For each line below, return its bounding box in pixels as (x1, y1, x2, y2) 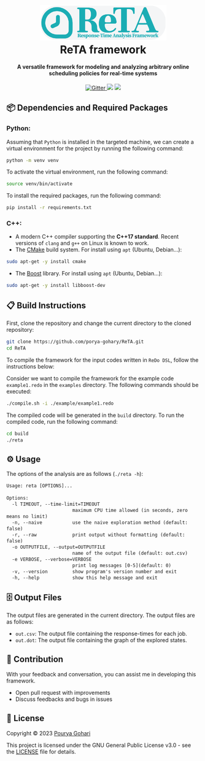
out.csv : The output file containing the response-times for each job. (15, 630, 187, 638)
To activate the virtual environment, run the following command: (6, 168, 168, 175)
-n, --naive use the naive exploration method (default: (12, 519, 188, 526)
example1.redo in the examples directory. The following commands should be (6, 381, 199, 388)
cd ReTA (6, 345, 26, 351)
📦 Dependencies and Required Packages (6, 102, 168, 113)
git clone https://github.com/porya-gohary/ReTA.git (6, 338, 144, 345)
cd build (6, 430, 29, 437)
